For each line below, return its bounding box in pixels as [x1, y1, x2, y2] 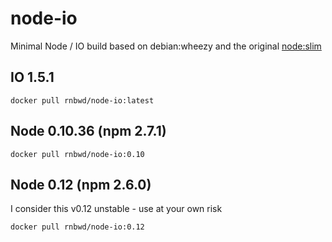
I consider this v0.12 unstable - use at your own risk [10, 203, 223, 215]
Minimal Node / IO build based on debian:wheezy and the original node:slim [10, 40, 322, 52]
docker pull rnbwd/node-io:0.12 [10, 222, 145, 232]
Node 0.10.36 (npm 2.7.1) [10, 123, 167, 140]
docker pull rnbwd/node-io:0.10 [10, 149, 145, 159]
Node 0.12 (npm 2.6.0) [10, 176, 152, 193]
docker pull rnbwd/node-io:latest [10, 95, 155, 106]
